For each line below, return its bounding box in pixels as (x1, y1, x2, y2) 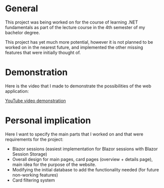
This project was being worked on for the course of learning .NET (5, 19, 138, 25)
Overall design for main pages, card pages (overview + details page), (12, 156, 153, 162)
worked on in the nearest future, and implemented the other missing (5, 44, 143, 50)
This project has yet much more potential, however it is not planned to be (5, 39, 154, 45)
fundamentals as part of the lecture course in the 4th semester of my (5, 24, 145, 30)
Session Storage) (12, 151, 48, 157)
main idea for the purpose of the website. (12, 161, 97, 167)
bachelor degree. (5, 29, 40, 35)
